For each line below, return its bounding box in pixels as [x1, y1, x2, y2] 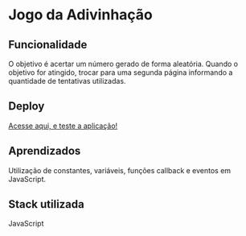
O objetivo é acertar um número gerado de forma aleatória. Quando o [8, 59, 239, 68]
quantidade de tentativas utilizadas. [8, 77, 126, 85]
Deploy [8, 99, 45, 114]
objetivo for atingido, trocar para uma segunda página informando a [8, 68, 233, 77]
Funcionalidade [8, 38, 88, 52]
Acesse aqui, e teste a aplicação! [8, 121, 118, 130]
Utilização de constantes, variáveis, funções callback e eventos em [8, 165, 232, 175]
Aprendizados [8, 144, 81, 158]
